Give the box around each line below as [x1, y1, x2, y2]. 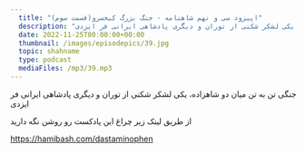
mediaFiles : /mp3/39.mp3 [18, 64, 113, 73]
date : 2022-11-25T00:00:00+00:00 [18, 30, 145, 39]
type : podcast [18, 55, 72, 64]
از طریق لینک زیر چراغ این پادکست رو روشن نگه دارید [10, 115, 192, 127]
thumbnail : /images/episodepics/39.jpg [18, 38, 170, 48]
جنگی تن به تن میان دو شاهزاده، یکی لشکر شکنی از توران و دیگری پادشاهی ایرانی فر [10, 88, 297, 100]
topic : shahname [18, 47, 80, 56]
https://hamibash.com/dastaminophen [10, 133, 153, 144]
